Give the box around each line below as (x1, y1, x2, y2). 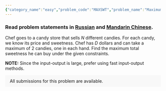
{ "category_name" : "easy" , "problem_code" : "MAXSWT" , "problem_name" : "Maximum (5, 7, 163, 12)
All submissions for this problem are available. (9, 78, 103, 84)
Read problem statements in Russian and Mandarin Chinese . (5, 23, 153, 30)
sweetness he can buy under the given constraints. (5, 50, 110, 56)
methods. (5, 65, 25, 71)
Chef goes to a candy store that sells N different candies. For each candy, (5, 35, 156, 41)
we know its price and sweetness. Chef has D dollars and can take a (5, 40, 144, 46)
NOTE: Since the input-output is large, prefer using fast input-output (5, 60, 144, 66)
